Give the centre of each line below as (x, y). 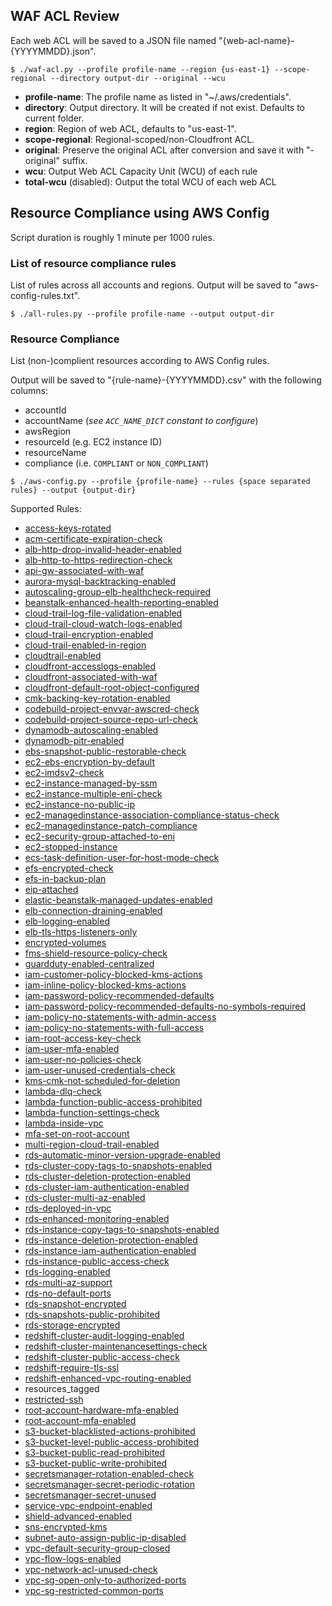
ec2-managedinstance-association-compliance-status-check (152, 815)
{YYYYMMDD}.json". (53, 51)
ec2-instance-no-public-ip (80, 805)
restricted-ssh (54, 1400)
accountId (45, 410)
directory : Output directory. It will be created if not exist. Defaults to (165, 107)
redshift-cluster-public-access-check (102, 1357)
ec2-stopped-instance (71, 847)
